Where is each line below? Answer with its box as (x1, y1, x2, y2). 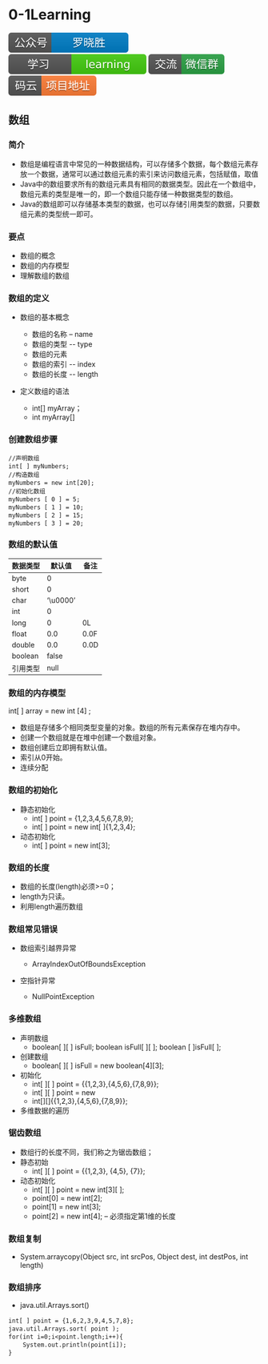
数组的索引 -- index (31, 359, 96, 369)
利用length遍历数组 (19, 901, 84, 911)
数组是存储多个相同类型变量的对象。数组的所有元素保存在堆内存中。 (19, 723, 245, 732)
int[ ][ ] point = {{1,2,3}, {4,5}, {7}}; (31, 1166, 146, 1176)
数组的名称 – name (31, 330, 94, 339)
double (11, 640, 35, 650)
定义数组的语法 (19, 387, 70, 396)
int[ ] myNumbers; (8, 462, 70, 470)
